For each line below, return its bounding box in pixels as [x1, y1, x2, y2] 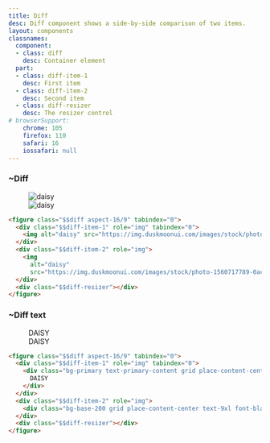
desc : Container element [22, 57, 106, 65]
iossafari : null [22, 147, 78, 155]
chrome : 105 [22, 124, 63, 132]
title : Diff [8, 11, 48, 20]
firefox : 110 [22, 131, 67, 139]
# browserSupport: [8, 117, 70, 125]
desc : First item [22, 79, 81, 87]
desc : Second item [22, 94, 84, 102]
